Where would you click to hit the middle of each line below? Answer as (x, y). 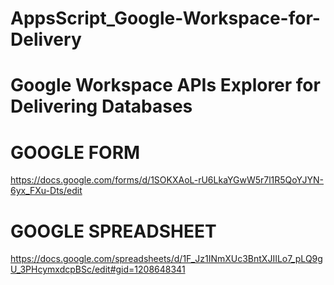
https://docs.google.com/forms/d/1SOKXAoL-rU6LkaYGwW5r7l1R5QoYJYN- (167, 180)
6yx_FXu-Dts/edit (46, 191)
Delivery (46, 39)
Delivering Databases (101, 106)
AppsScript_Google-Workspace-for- (165, 18)
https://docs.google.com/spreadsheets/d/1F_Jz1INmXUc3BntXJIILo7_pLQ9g (166, 259)
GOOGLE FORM (75, 152)
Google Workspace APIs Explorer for (165, 85)
